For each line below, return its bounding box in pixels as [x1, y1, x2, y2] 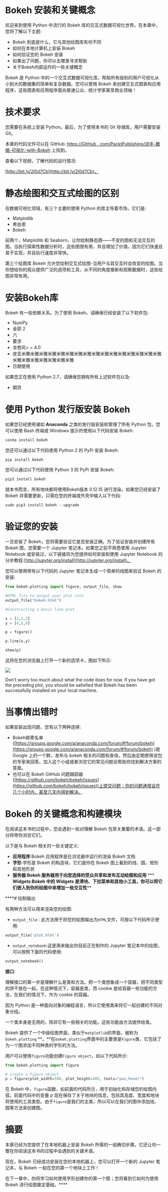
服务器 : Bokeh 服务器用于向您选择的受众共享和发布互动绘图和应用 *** [12, 872, 154, 878]
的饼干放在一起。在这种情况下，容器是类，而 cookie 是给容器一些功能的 [5, 985, 153, 991]
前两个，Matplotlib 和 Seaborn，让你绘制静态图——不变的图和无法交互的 [5, 237, 155, 243]
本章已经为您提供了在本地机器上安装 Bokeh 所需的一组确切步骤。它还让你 [5, 1141, 156, 1148]
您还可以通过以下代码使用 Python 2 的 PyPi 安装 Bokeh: [5, 447, 119, 453]
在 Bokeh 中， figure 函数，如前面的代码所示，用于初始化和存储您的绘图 [5, 1086, 152, 1092]
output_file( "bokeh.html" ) [5, 598, 61, 603]
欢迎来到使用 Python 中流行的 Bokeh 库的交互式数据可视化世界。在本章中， [5, 22, 160, 28]
